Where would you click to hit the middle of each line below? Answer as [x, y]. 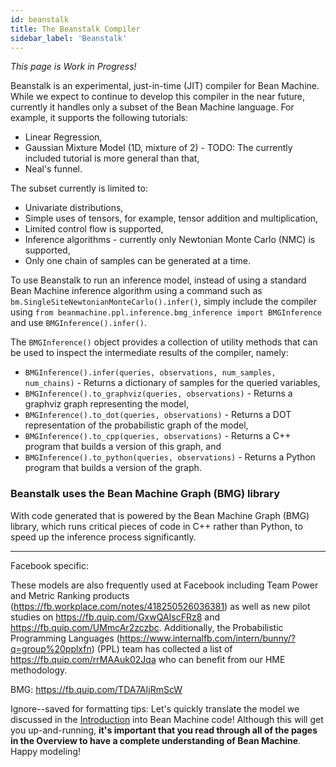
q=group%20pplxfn [51, 648]
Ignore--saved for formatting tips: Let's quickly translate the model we [155, 708]
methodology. [39, 670]
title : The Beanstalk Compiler [75, 29]
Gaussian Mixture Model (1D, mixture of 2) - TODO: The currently [158, 148]
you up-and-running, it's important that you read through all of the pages [164, 730]
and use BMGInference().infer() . [78, 323]
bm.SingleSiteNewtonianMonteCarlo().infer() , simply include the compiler [163, 302]
